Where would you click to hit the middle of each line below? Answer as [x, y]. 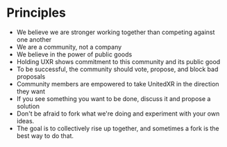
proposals [31, 76]
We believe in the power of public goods [74, 54]
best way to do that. [45, 136]
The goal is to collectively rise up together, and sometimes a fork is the [118, 128]
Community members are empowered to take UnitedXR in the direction [118, 84]
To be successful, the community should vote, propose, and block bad [117, 69]
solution [28, 106]
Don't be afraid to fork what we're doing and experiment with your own [118, 114]
